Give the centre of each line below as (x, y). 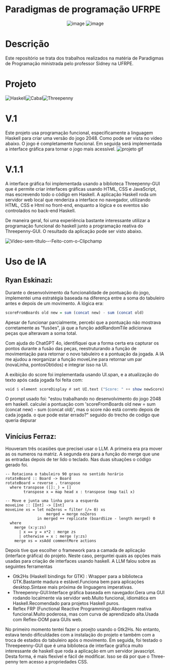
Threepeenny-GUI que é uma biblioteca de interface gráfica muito (74, 646)
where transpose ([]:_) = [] (41, 488)
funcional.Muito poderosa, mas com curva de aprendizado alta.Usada (86, 614)
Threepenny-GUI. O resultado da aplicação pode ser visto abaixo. (74, 231)
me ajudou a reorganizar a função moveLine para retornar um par (74, 359)
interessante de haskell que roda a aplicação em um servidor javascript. (80, 651)
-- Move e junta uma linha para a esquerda (52, 501)
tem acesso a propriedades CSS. (54, 662)
